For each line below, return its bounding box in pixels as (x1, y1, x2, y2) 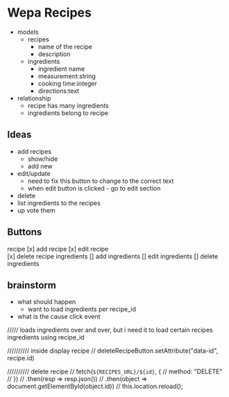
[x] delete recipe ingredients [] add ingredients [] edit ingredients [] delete (7, 252, 219, 261)
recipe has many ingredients (27, 101, 109, 109)
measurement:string (37, 71, 96, 80)
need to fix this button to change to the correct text (27, 177, 174, 185)
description (37, 50, 71, 58)
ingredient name (37, 64, 85, 73)
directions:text (37, 87, 80, 95)
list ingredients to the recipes (17, 199, 101, 207)
